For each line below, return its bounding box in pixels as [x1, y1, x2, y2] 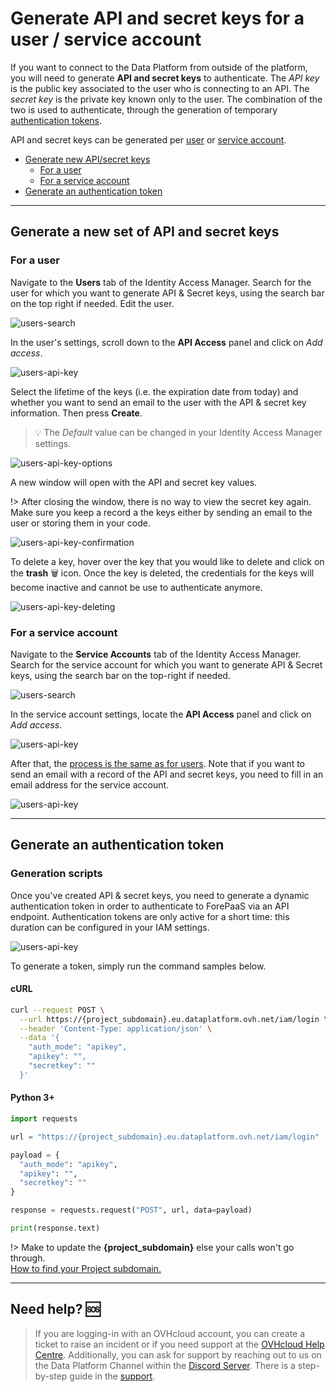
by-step [34, 1370, 68, 1382]
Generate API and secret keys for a [10, 7, 305, 30]
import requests [10, 1114, 78, 1124]
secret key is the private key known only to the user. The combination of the [10, 93, 323, 105]
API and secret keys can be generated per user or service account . [10, 133, 287, 146]
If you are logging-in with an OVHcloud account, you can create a [34, 1327, 306, 1339]
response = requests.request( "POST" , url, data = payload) [10, 1205, 253, 1216]
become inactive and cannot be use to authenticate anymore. [10, 581, 263, 593]
